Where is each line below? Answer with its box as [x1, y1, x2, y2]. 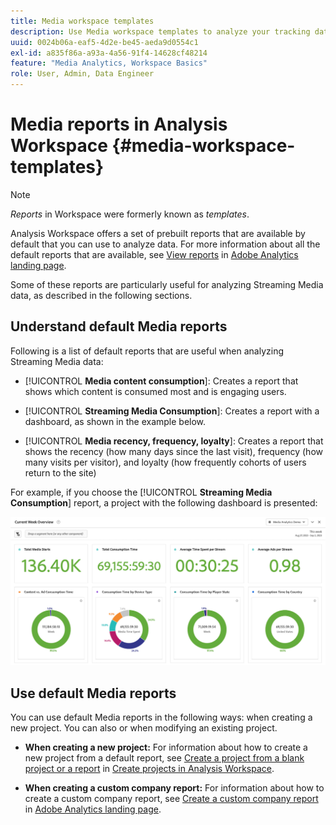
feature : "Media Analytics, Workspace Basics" [10, 58, 208, 69]
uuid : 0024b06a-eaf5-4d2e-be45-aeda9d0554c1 [10, 37, 199, 47]
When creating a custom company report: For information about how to [24, 782, 325, 794]
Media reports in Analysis [10, 113, 228, 136]
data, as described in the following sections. [10, 289, 193, 301]
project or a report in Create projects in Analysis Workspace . [24, 763, 275, 775]
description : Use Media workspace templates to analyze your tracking [10, 26, 311, 37]
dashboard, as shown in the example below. [24, 415, 207, 427]
